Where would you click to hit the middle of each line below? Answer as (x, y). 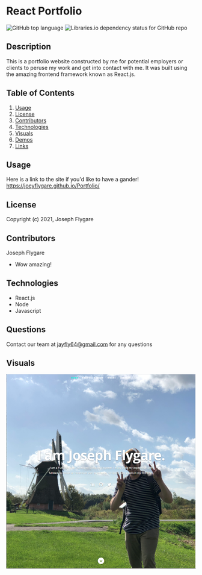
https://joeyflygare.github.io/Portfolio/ (53, 186)
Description (29, 47)
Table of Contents (41, 93)
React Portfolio (44, 11)
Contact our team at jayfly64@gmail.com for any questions (79, 344)
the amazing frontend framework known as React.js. (71, 74)
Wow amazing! (33, 264)
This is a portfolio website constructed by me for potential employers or (95, 61)
